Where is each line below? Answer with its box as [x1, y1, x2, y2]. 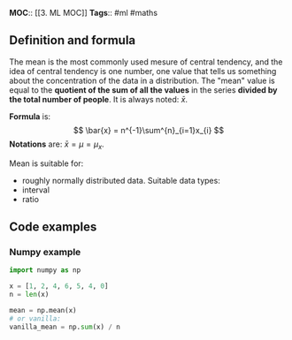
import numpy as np [9, 266, 81, 275]
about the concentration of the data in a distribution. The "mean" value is [9, 75, 276, 86]
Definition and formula [9, 33, 136, 48]
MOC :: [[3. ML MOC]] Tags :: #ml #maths [9, 8, 158, 18]
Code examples [9, 220, 97, 234]
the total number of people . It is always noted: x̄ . [9, 94, 188, 104]
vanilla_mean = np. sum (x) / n [9, 322, 121, 331]
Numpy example [9, 246, 81, 258]
